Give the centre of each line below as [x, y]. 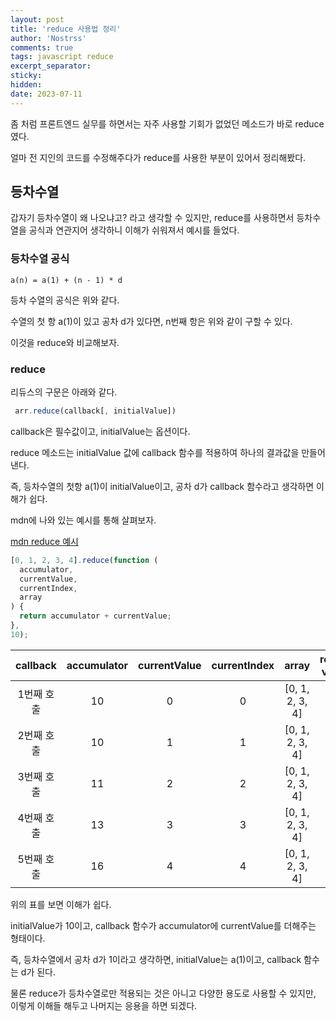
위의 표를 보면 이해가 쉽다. [61, 904]
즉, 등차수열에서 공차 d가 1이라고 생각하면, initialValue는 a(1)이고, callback [156, 959]
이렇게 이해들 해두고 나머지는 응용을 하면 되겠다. [104, 1005]
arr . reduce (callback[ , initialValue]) [95, 411]
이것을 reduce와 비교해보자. [65, 342]
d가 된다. [38, 972]
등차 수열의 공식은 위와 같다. [65, 300]
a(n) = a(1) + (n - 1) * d [66, 280]
